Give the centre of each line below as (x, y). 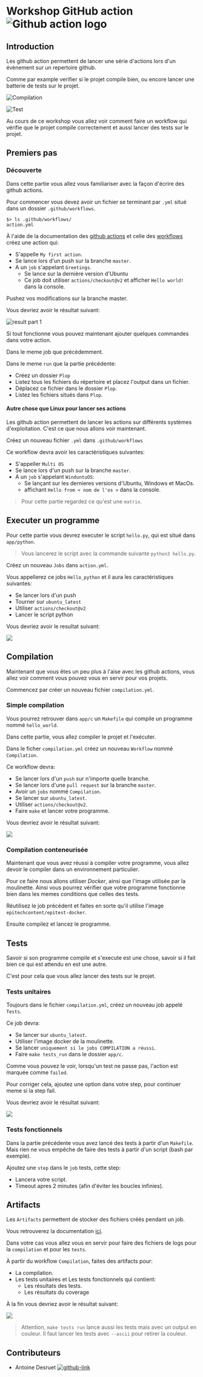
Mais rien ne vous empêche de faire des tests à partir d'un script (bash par (100, 1149)
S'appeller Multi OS (39, 463)
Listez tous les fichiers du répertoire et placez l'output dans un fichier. (102, 381)
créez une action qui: (33, 242)
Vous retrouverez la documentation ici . (55, 1231)
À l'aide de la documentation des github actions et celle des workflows (95, 236)
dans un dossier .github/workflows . (51, 208)
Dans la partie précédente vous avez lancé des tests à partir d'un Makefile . (100, 1143)
